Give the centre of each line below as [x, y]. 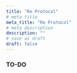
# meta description [30, 28]
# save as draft [26, 39]
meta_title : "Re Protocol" [39, 22]
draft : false [22, 44]
